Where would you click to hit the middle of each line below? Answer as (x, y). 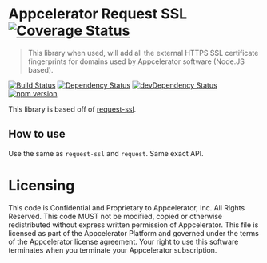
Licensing (42, 185)
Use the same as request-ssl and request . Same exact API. (106, 153)
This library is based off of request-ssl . (72, 109)
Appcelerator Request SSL (98, 14)
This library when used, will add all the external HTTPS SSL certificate (143, 53)
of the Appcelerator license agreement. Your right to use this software (124, 241)
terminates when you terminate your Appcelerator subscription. (113, 250)
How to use (37, 134)
